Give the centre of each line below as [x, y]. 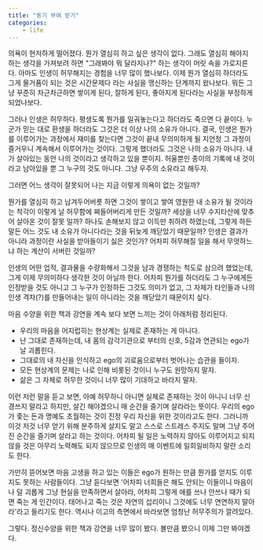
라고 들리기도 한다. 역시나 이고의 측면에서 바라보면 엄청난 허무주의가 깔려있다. [135, 511]
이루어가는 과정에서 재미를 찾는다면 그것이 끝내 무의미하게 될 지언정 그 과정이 [133, 139]
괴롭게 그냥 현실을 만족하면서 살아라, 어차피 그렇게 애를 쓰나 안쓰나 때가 [133, 492]
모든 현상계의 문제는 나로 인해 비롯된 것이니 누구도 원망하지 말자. [118, 370]
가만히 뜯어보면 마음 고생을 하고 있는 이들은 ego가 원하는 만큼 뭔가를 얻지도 [123, 472]
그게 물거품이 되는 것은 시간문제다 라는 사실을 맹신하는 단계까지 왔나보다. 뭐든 [126, 83]
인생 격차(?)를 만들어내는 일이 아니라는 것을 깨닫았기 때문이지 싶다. [110, 297]
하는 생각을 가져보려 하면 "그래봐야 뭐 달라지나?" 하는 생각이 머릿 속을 [115, 63]
